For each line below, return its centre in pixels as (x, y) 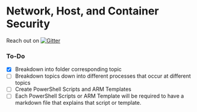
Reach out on (23, 40)
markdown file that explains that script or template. (78, 103)
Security (28, 24)
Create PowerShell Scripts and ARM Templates (73, 89)
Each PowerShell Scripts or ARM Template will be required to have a (99, 96)
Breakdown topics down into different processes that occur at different (103, 76)
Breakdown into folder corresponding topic (68, 69)
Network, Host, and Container (83, 11)
